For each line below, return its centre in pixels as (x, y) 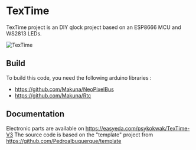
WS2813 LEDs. (24, 33)
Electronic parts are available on (45, 128)
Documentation (35, 114)
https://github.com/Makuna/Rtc (53, 95)
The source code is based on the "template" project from (84, 135)
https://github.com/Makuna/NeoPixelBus (64, 89)
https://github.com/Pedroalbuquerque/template (64, 141)
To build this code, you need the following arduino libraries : (79, 77)
